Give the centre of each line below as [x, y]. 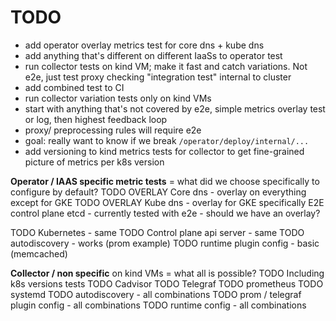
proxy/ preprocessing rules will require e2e [113, 130]
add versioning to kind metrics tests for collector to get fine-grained [164, 151]
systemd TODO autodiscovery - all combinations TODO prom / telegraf [156, 294]
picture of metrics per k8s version [94, 162]
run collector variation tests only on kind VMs [118, 98]
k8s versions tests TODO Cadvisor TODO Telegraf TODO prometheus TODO [167, 283]
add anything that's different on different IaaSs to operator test [153, 55]
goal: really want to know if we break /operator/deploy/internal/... [167, 140]
